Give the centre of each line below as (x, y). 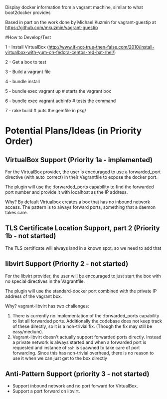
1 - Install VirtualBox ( (27, 47)
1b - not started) (31, 236)
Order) (19, 141)
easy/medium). (28, 331)
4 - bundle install (22, 81)
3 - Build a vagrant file (28, 72)
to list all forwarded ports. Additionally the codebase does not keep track (87, 321)
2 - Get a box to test (26, 62)
